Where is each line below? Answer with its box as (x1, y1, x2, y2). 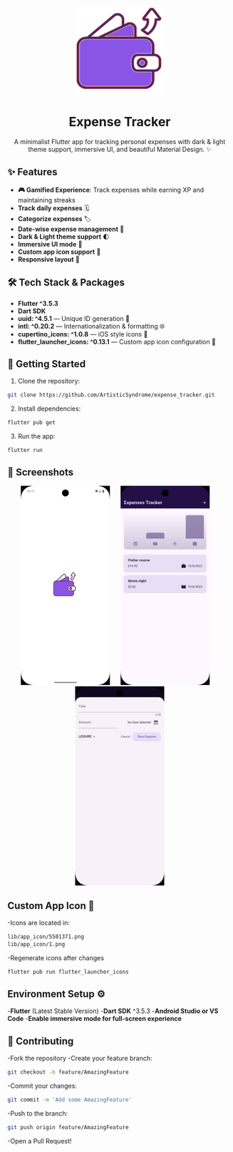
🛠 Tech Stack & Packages (7, 277, 125, 289)
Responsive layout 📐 (17, 254, 80, 263)
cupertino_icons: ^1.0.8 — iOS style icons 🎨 (17, 329, 148, 338)
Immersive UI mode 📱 (17, 240, 83, 248)
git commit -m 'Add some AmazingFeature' (7, 1096, 133, 1104)
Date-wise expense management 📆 (17, 225, 125, 233)
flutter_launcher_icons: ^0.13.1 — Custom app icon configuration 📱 (17, 337, 216, 346)
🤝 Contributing (7, 1035, 74, 1047)
